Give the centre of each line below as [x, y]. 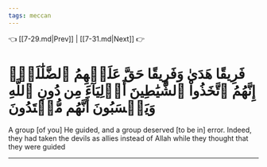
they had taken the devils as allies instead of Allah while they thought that [128, 138]
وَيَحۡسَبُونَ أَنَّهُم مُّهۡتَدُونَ [82, 107]
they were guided [37, 146]
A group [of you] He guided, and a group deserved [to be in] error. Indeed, [130, 130]
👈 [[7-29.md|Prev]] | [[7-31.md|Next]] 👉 [77, 39]
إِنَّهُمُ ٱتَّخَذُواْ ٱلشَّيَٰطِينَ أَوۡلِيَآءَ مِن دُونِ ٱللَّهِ [132, 90]
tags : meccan [30, 16]
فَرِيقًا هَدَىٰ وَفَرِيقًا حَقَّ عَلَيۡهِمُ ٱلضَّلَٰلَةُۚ [127, 74]
